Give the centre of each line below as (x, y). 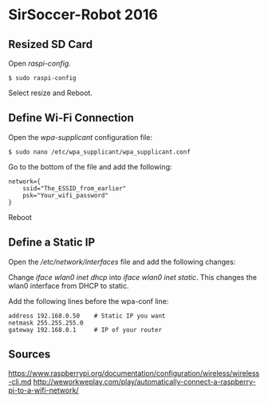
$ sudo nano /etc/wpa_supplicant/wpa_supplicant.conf (100, 152)
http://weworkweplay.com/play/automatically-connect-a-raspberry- (145, 382)
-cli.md (20, 382)
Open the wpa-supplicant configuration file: (81, 137)
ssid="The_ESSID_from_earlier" (75, 188)
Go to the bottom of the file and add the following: (91, 166)
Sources (30, 355)
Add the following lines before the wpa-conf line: (89, 301)
